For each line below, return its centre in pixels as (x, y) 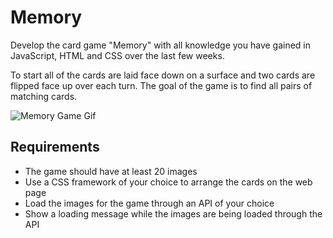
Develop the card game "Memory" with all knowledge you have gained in (161, 45)
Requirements (55, 147)
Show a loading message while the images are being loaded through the (173, 213)
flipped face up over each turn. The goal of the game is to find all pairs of (161, 85)
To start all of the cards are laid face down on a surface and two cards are (163, 75)
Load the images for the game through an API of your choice (149, 203)
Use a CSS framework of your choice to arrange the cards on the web (168, 182)
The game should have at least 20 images (111, 171)
